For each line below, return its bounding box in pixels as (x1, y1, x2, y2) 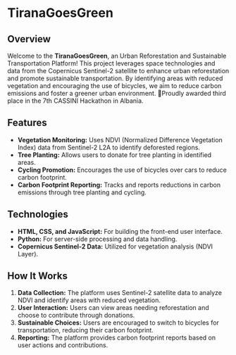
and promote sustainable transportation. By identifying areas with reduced (7, 74, 223, 82)
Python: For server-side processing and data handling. (17, 235, 178, 243)
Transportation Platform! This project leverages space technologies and (7, 59, 216, 68)
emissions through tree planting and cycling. (17, 188, 147, 197)
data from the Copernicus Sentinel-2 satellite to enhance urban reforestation (7, 67, 230, 75)
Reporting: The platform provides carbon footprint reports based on (17, 333, 216, 342)
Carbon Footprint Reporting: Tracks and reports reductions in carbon (17, 180, 221, 189)
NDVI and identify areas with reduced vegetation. (17, 296, 161, 304)
